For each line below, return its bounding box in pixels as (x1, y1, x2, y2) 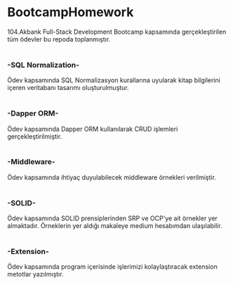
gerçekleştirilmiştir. (7, 132, 62, 141)
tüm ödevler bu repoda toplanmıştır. (7, 34, 111, 43)
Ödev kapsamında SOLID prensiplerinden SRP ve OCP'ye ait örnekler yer (7, 214, 218, 222)
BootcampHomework (7, 4, 134, 20)
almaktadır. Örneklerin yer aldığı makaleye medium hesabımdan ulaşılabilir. (7, 222, 222, 230)
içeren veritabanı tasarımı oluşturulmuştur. (7, 84, 129, 92)
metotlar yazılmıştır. (7, 270, 64, 279)
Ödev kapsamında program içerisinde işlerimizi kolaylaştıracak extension (7, 262, 218, 271)
